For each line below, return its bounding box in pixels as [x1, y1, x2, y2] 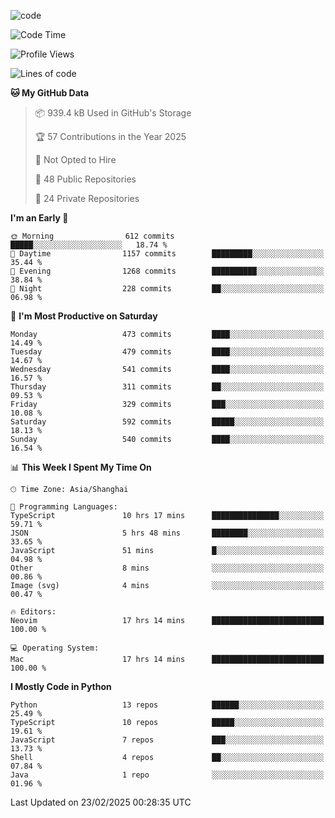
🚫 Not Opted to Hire [34, 154, 117, 165]
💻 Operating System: [10, 643, 100, 653]
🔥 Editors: [10, 607, 57, 617]
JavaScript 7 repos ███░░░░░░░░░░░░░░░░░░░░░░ [10, 735, 325, 745]
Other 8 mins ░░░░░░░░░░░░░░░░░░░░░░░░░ [10, 563, 325, 573]
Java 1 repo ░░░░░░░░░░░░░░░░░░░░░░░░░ [10, 770, 325, 780]
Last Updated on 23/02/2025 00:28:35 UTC [10, 796, 192, 808]
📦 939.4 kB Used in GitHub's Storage [34, 107, 192, 119]
